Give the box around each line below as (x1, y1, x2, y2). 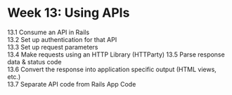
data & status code (7, 57, 62, 66)
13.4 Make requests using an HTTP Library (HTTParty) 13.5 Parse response (7, 50, 225, 59)
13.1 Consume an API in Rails (7, 28, 90, 36)
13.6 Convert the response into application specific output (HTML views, (7, 65, 217, 73)
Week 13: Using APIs (7, 5, 130, 21)
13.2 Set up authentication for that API (7, 35, 117, 43)
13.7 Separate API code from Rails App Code (7, 80, 136, 88)
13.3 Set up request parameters (7, 43, 98, 51)
